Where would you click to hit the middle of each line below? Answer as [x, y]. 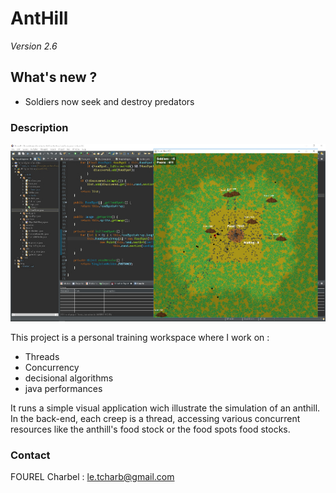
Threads [42, 356]
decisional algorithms [69, 378]
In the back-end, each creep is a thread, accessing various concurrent [155, 418]
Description [39, 127]
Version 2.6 [34, 46]
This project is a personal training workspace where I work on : [140, 337]
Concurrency [52, 367]
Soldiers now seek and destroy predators [109, 101]
